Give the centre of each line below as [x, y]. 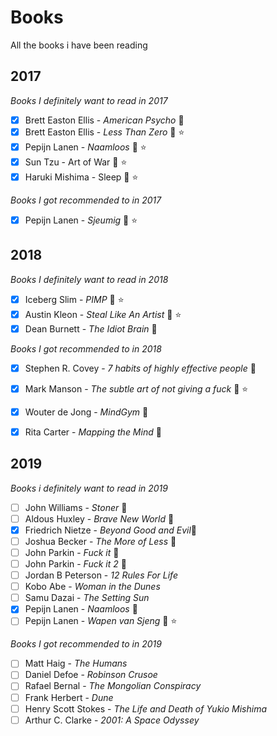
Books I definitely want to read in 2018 [89, 279]
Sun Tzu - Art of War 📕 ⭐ [76, 162]
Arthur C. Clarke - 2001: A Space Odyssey [112, 720]
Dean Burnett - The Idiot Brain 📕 [91, 328]
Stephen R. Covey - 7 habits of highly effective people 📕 [140, 368]
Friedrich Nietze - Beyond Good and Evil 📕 [111, 530]
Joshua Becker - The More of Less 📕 [100, 541]
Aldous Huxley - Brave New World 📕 [99, 518]
